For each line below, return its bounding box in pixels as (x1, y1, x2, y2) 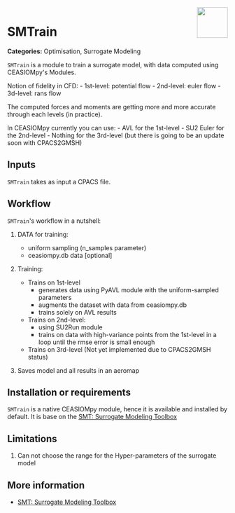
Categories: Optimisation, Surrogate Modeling (7, 47, 141, 55)
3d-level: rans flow (7, 89, 62, 97)
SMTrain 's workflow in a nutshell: (7, 217, 101, 225)
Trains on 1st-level (27, 278, 80, 287)
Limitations (7, 432, 57, 444)
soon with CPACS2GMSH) (7, 138, 83, 146)
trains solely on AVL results (38, 308, 117, 316)
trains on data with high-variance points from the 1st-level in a (38, 330, 217, 338)
